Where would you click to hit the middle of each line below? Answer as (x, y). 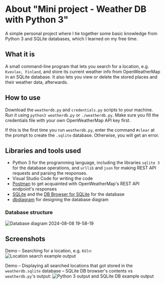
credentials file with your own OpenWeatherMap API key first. (68, 120)
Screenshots (25, 239)
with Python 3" (37, 20)
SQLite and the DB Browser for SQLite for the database (68, 194)
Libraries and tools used (43, 151)
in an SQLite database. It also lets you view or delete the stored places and (81, 77)
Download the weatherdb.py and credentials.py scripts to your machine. (79, 110)
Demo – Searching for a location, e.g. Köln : (49, 251)
